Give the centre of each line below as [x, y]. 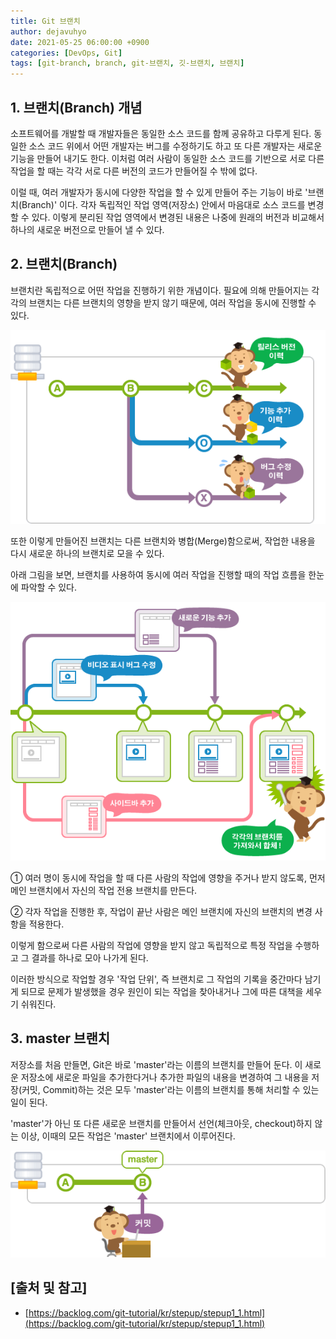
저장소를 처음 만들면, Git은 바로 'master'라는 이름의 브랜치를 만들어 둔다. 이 [156, 1064]
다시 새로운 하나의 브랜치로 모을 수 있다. [87, 554]
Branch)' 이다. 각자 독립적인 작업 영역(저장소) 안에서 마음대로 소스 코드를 [163, 204]
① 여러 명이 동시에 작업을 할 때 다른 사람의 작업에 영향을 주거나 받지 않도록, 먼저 [168, 877]
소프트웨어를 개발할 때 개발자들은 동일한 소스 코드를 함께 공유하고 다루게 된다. [161, 133]
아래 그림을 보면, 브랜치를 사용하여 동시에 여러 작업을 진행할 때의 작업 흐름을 [158, 575]
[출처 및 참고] [49, 1288]
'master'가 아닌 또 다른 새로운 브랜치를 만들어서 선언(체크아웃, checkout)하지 [161, 1123]
